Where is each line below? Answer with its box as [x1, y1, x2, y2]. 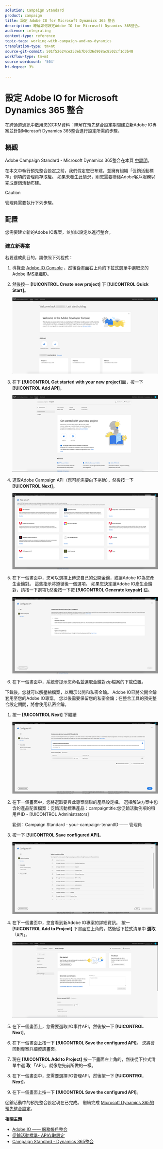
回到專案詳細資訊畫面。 [12, 1046, 59, 1052]
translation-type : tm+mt [5, 44, 55, 49]
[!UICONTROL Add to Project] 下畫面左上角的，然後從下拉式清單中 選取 [12, 926, 156, 932]
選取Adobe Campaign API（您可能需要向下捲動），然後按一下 [12, 477, 134, 483]
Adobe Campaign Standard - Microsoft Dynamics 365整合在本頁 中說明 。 [5, 157, 152, 163]
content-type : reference [5, 34, 55, 38]
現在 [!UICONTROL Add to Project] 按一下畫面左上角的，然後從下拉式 [12, 1056, 152, 1062]
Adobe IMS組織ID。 [12, 271, 52, 277]
